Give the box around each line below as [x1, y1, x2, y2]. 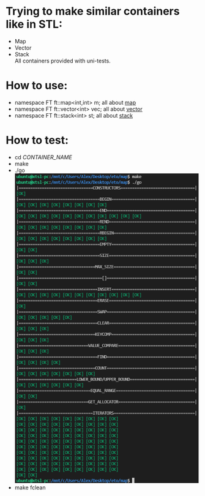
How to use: [6, 78, 68, 92]
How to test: [6, 133, 69, 148]
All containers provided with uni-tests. [14, 57, 111, 64]
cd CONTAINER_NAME [14, 153, 73, 160]
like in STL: [6, 17, 62, 31]
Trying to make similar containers [6, 4, 180, 18]
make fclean [14, 484, 46, 491]
